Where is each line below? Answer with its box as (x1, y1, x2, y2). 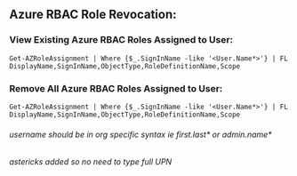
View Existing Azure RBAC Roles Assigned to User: (9, 34, 234, 46)
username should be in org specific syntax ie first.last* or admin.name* (9, 129, 273, 140)
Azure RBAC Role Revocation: (9, 7, 177, 22)
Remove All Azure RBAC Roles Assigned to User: (9, 82, 223, 94)
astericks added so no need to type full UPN (9, 156, 173, 167)
